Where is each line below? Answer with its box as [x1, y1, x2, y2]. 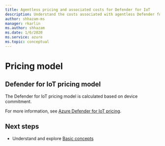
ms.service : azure [5, 35, 43, 40]
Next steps [5, 122, 39, 131]
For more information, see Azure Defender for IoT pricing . [5, 108, 122, 114]
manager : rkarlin [5, 21, 41, 26]
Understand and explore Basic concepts [12, 135, 94, 141]
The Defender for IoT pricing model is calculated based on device [5, 93, 138, 99]
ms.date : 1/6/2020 [5, 30, 43, 35]
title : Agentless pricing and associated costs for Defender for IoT [5, 7, 151, 12]
